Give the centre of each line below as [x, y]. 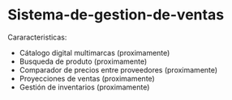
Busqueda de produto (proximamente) [83, 61]
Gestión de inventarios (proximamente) [84, 87]
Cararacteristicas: [37, 37]
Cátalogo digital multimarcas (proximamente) [95, 52]
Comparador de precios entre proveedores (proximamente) [118, 69]
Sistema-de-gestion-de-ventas [116, 15]
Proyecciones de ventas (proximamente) [87, 78]
